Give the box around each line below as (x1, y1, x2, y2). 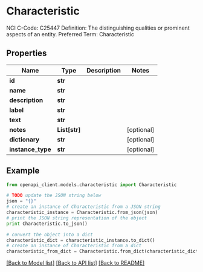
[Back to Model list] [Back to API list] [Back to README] (6, 259, 145, 267)
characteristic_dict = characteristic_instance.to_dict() (6, 237, 155, 243)
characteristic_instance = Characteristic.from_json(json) (6, 210, 158, 216)
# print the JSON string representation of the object (6, 215, 147, 221)
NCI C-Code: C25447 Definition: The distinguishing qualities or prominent (6, 24, 190, 31)
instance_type (9, 145, 51, 154)
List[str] (57, 125, 81, 134)
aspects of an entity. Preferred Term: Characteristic (6, 30, 135, 37)
